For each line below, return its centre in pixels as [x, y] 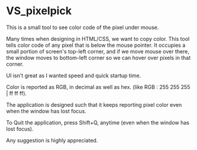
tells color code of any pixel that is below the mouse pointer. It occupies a [96, 45]
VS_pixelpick [39, 11]
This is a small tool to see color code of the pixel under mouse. [83, 27]
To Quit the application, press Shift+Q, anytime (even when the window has [98, 122]
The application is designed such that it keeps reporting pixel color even [94, 104]
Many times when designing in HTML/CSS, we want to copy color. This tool [98, 39]
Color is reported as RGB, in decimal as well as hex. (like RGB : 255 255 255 [98, 87]
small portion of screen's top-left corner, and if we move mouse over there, [98, 51]
